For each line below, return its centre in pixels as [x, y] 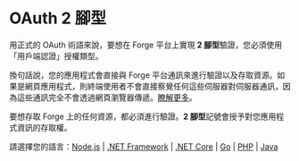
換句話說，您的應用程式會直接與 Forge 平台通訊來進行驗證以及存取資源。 [143, 75]
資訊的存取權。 [44, 127]
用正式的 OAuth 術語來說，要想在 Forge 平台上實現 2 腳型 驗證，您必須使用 [146, 45]
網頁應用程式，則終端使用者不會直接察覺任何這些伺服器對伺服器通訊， [154, 86]
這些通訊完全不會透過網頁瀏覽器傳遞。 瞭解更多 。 [107, 97]
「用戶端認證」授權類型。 [56, 55]
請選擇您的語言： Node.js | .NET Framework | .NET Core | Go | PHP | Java [144, 146]
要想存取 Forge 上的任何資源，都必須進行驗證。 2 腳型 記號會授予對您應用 [143, 116]
